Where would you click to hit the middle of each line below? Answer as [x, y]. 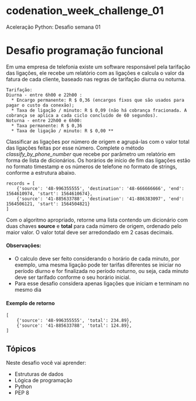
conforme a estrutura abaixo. [41, 172]
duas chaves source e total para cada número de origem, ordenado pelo [94, 226]
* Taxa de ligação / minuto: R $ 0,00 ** [63, 131]
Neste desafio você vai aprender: [46, 363]
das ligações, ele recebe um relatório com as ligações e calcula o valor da [95, 73]
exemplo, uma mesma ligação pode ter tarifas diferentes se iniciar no [98, 265]
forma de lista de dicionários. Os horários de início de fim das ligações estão [98, 160]
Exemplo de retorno [30, 303]
